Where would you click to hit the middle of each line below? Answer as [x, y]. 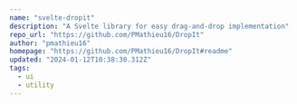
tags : [19, 69]
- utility [36, 85]
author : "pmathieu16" [50, 43]
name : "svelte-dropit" [52, 18]
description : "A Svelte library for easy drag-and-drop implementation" [149, 26]
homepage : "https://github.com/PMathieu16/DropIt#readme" [121, 52]
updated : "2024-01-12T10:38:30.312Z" [81, 60]
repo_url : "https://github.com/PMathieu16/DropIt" [107, 34]
